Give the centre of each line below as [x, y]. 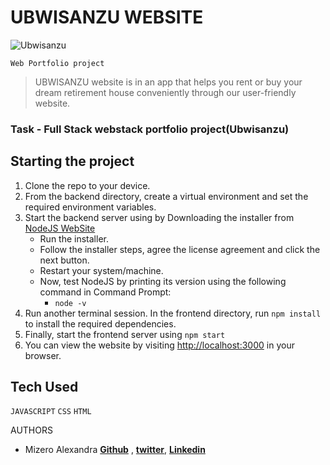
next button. [64, 260]
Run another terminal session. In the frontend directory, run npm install [173, 313]
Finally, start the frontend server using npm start [125, 334]
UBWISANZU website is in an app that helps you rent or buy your [168, 82]
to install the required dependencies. [100, 323]
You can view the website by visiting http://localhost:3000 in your [159, 345]
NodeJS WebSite [60, 228]
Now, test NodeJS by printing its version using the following [163, 281]
